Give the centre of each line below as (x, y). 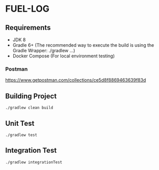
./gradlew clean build (29, 108)
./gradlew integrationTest (34, 162)
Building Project (31, 96)
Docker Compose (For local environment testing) (64, 56)
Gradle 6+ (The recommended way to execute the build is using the (83, 45)
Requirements (28, 28)
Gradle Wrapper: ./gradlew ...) (44, 50)
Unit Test (20, 123)
